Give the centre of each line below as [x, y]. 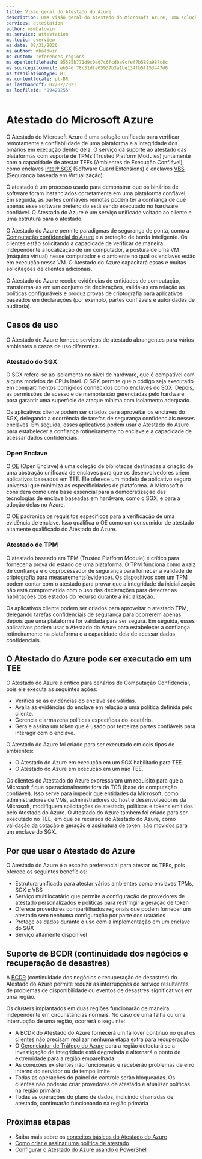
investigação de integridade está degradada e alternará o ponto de [98, 1052]
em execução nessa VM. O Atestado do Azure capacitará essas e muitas [96, 262]
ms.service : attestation [37, 34]
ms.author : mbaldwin [32, 51]
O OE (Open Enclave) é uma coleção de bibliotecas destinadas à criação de [100, 466]
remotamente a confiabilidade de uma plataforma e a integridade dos [92, 143]
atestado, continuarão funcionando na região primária [82, 1103]
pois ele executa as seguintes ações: [52, 689]
